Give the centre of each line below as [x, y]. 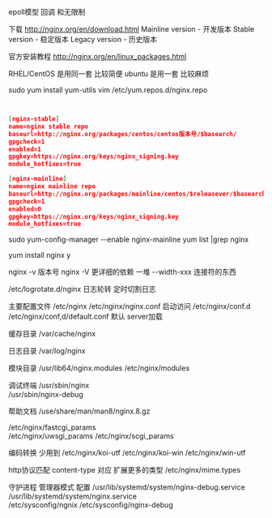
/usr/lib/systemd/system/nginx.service [73, 496]
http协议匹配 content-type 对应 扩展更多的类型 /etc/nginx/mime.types [125, 470]
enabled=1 [25, 149]
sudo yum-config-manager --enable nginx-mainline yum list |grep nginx [129, 240]
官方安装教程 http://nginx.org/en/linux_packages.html [98, 56]
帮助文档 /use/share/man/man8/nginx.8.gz [79, 411]
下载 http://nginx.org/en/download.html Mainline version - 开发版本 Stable [132, 29]
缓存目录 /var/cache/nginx [52, 334]
